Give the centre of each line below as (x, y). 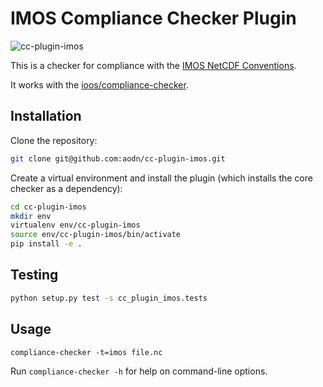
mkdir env (31, 216)
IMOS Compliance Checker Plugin (153, 18)
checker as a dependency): (66, 188)
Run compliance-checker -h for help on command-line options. (139, 371)
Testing (34, 275)
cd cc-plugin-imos (48, 207)
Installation (46, 116)
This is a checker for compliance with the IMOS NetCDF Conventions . (153, 65)
